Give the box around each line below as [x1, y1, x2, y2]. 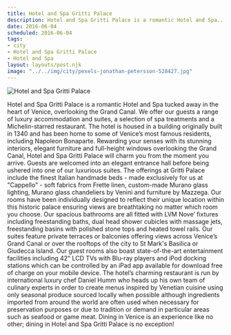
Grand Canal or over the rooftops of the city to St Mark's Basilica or [7, 239, 199, 247]
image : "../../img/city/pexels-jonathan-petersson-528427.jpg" [7, 68, 193, 74]
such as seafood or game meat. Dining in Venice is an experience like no [7, 312, 214, 321]
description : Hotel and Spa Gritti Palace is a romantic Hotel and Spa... [7, 17, 227, 23]
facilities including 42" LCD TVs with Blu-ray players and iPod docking [7, 254, 207, 262]
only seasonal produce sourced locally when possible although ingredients [7, 290, 220, 298]
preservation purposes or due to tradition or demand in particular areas [7, 305, 210, 314]
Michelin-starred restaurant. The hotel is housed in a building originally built [7, 122, 223, 130]
